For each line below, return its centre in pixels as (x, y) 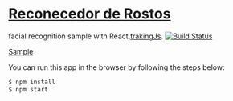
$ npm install (32, 82)
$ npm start (28, 89)
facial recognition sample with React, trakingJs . (86, 36)
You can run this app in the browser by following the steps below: (117, 67)
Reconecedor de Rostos (90, 14)
